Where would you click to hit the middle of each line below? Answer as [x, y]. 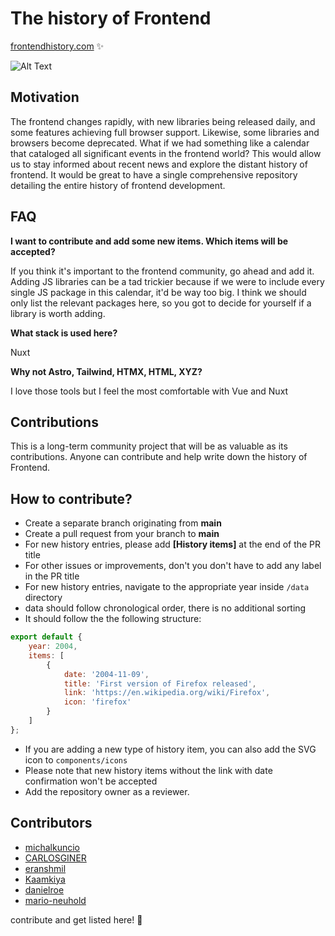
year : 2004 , [53, 647]
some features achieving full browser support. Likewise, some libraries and [165, 132]
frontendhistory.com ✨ [57, 46]
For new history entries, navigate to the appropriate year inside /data [167, 587]
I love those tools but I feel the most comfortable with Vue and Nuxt [149, 391]
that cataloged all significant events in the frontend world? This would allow [166, 153]
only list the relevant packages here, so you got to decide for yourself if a [161, 303]
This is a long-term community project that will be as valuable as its [149, 446]
